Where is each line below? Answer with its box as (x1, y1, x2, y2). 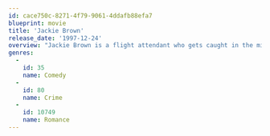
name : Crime (22, 94, 63, 102)
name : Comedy (22, 71, 67, 79)
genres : (8, 49, 35, 57)
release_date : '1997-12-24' (8, 34, 103, 42)
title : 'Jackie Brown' (8, 26, 84, 34)
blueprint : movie (8, 19, 67, 27)
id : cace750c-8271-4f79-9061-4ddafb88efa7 (8, 11, 153, 20)
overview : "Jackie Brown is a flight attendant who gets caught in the (8, 42, 253, 50)
